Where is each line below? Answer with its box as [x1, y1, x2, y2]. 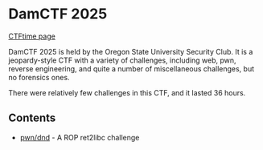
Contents [8, 111, 56, 125]
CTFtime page [8, 31, 56, 41]
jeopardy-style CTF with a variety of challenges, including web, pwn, [8, 55, 236, 65]
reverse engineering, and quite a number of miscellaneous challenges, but [8, 63, 255, 73]
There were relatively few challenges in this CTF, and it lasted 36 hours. [8, 87, 246, 97]
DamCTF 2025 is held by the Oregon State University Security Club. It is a [8, 47, 253, 56]
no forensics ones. [8, 72, 70, 82]
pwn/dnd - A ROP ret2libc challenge [19, 132, 140, 142]
